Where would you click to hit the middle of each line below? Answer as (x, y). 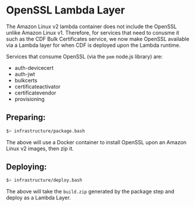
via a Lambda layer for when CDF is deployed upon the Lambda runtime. (93, 45)
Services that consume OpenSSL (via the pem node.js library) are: (84, 56)
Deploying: (26, 167)
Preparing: (26, 118)
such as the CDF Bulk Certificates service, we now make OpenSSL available (98, 39)
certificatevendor (35, 93)
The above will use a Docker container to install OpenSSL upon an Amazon (96, 142)
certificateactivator (37, 86)
